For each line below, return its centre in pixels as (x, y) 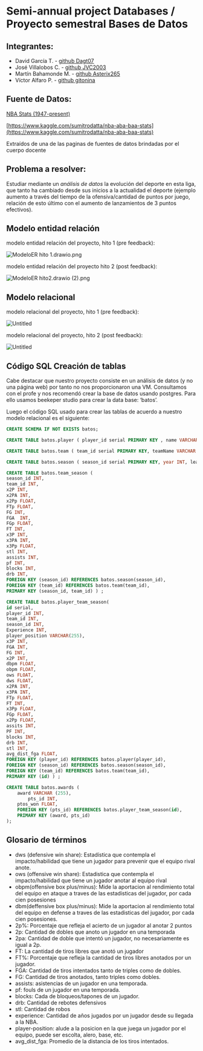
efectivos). (20, 209)
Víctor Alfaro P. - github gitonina (55, 80)
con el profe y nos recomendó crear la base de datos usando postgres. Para (101, 394)
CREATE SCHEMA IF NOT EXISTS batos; (52, 429)
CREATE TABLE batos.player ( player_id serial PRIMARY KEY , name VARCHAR (102, 440)
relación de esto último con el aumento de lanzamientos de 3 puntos (92, 203)
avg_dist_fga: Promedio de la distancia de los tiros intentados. (92, 1041)
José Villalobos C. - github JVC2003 (60, 67)
